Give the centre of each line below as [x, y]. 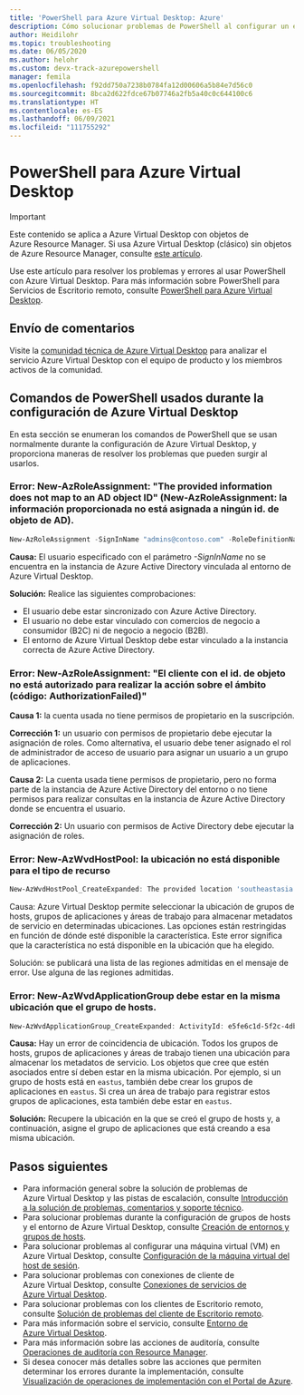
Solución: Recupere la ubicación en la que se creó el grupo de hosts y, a [145, 1119]
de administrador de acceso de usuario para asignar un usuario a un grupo [149, 753]
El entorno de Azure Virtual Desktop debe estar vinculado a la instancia [155, 639]
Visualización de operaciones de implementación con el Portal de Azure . [158, 1381]
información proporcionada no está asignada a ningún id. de [144, 509]
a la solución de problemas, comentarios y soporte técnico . [133, 1208]
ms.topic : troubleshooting [60, 43]
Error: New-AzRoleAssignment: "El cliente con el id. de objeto [148, 673]
